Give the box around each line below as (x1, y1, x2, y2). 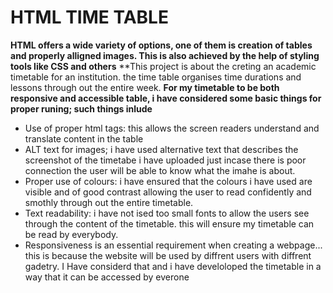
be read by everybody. (24, 228, 119, 240)
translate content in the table (24, 132, 144, 145)
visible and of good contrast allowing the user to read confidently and (24, 186, 312, 198)
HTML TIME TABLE (10, 6, 169, 29)
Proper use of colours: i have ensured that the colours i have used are (24, 175, 313, 187)
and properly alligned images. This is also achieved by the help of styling (10, 49, 320, 61)
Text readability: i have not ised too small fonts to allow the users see (24, 207, 310, 219)
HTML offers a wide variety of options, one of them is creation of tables (10, 39, 313, 51)
